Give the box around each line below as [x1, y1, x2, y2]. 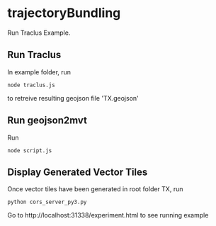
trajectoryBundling [7, 5, 121, 21]
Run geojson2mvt [7, 115, 87, 127]
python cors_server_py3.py [7, 198, 87, 206]
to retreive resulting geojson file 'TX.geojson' [7, 94, 140, 102]
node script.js [7, 147, 52, 154]
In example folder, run [7, 67, 72, 76]
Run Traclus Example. [7, 28, 71, 37]
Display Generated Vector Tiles [7, 166, 148, 178]
